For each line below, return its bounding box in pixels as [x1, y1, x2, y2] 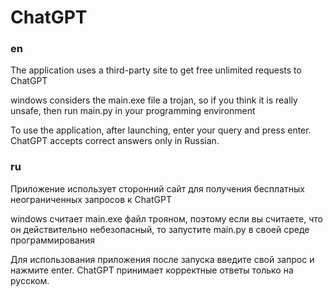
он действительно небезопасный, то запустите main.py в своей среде [10, 223, 310, 235]
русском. [10, 274, 50, 286]
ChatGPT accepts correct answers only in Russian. [10, 135, 220, 147]
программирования [10, 234, 95, 246]
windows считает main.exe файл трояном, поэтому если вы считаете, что [10, 212, 323, 225]
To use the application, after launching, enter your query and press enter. [10, 124, 312, 136]
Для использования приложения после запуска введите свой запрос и [10, 253, 315, 265]
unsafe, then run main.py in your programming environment [10, 105, 256, 117]
